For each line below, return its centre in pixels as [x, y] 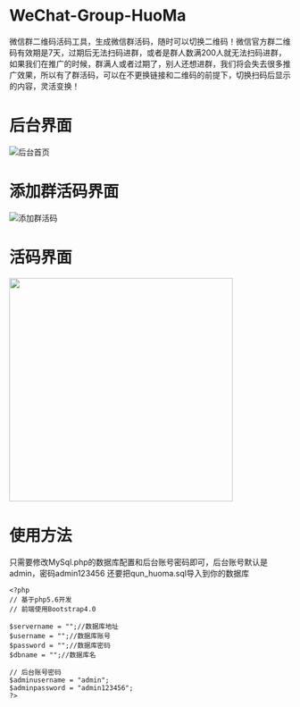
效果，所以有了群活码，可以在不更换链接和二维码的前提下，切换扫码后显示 [154, 75]
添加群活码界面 [64, 192]
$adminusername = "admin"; [59, 680]
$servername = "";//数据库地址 [64, 627]
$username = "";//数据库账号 [60, 635]
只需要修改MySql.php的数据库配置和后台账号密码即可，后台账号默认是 [138, 562]
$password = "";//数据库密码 [60, 645]
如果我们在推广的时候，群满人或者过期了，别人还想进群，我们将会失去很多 [146, 63]
